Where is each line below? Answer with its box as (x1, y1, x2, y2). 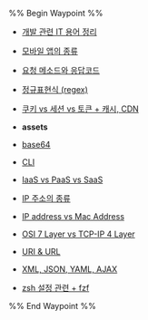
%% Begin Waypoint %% (8, 8, 104, 18)
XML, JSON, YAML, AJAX (21, 264, 118, 275)
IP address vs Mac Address (21, 211, 124, 221)
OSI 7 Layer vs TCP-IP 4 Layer (21, 228, 135, 239)
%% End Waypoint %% (8, 301, 96, 311)
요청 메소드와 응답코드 (21, 65, 101, 75)
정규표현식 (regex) (21, 84, 88, 94)
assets (21, 121, 48, 132)
